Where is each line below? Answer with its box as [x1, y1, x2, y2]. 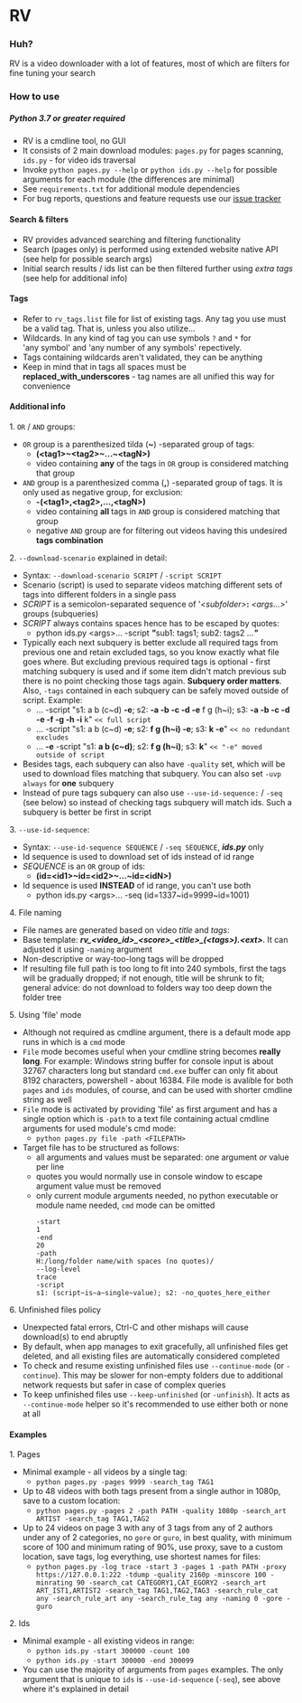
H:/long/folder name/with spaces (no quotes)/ [35, 1256, 215, 1265]
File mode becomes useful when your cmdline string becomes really [22, 1046, 281, 1057]
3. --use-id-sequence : [9, 823, 90, 834]
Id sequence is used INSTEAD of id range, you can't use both [22, 880, 252, 890]
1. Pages [9, 1449, 41, 1460]
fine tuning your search [9, 68, 96, 79]
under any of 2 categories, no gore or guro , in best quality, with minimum [22, 1532, 292, 1543]
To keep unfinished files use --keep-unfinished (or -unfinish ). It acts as [22, 1388, 290, 1399]
